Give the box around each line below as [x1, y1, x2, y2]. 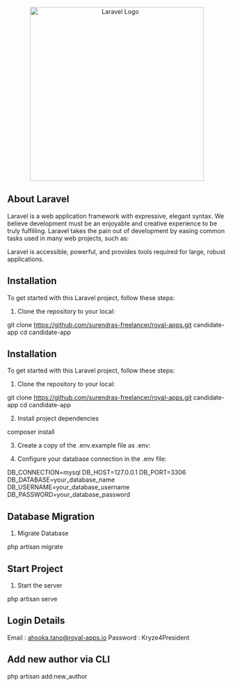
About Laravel [7, 194, 70, 205]
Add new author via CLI [7, 654, 111, 665]
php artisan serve [7, 595, 58, 603]
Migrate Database [17, 529, 69, 537]
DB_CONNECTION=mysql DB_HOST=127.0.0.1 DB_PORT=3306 [7, 468, 186, 477]
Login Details [7, 615, 65, 626]
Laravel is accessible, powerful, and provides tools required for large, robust [7, 247, 226, 255]
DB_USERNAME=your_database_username [7, 483, 130, 491]
